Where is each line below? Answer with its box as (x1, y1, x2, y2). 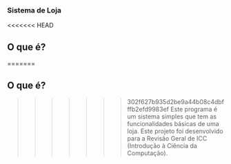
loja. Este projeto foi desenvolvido (127, 127, 223, 135)
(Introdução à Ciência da (127, 141, 198, 150)
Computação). (127, 149, 168, 157)
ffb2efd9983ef (127, 105, 170, 113)
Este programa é (170, 105, 218, 113)
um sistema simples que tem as (127, 112, 217, 121)
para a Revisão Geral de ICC (127, 134, 208, 143)
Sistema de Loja (7, 6, 62, 15)
